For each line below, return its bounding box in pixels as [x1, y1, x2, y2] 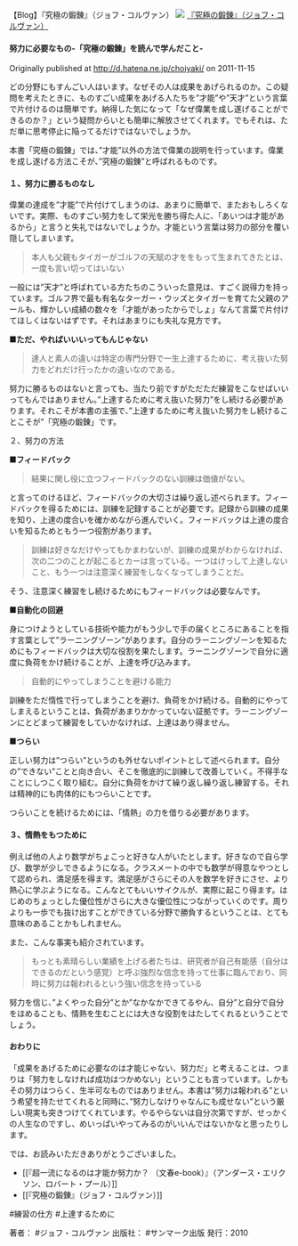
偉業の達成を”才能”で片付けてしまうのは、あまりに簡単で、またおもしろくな [9, 200, 289, 210]
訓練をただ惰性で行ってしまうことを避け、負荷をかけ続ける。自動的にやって [9, 695, 289, 705]
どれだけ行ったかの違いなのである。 [46, 364, 180, 375]
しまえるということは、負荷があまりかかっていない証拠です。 [9, 706, 234, 717]
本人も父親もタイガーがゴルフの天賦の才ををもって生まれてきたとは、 [30, 252, 288, 263]
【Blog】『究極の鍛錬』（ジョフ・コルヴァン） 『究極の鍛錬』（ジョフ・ [9, 10, 278, 20]
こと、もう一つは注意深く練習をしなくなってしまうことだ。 [30, 566, 249, 578]
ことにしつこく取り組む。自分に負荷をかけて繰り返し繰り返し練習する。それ [9, 778, 290, 788]
